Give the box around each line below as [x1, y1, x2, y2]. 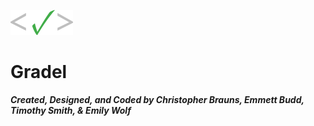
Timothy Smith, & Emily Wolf [10, 104, 132, 116]
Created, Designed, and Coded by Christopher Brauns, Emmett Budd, [10, 93, 305, 105]
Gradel [10, 61, 68, 84]
